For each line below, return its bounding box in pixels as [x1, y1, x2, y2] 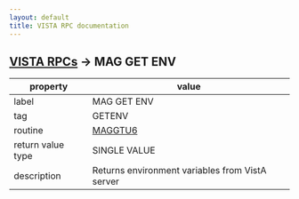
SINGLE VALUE [92, 144, 156, 156]
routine [13, 124, 44, 137]
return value [13, 139, 65, 151]
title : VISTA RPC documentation [9, 21, 129, 30]
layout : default [9, 12, 69, 22]
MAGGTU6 [92, 124, 138, 137]
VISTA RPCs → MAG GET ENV [9, 54, 176, 69]
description [13, 170, 61, 182]
